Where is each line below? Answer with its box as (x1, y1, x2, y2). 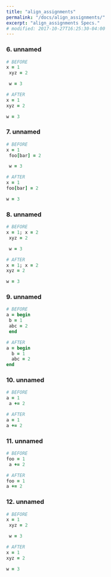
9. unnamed (6, 293, 42, 301)
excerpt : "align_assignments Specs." (6, 20, 100, 26)
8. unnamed (6, 210, 42, 219)
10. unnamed (6, 376, 45, 384)
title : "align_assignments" (6, 8, 76, 15)
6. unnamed (6, 46, 42, 54)
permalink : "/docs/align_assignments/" (6, 14, 106, 20)
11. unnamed (6, 437, 43, 445)
